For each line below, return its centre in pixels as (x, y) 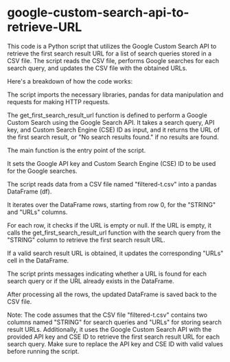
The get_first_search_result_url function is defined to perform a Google (107, 115)
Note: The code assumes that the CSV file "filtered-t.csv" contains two (107, 315)
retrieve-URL (45, 27)
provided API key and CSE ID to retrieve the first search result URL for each (114, 337)
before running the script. (43, 351)
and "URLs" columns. (37, 212)
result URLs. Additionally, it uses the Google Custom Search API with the (110, 329)
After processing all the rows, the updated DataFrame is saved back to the (112, 294)
